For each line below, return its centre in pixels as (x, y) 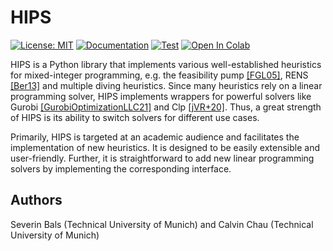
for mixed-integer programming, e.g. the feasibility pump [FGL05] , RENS (159, 75)
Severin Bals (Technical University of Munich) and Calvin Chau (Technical (162, 224)
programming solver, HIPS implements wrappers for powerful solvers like (161, 96)
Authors (36, 200)
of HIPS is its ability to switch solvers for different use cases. (135, 117)
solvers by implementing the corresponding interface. (121, 168)
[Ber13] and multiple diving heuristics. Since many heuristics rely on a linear (166, 85)
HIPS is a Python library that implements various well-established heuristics (166, 64)
